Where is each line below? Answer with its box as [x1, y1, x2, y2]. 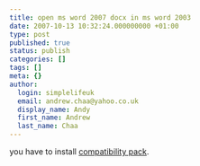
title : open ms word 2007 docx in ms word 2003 [9, 13, 192, 22]
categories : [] [9, 55, 67, 64]
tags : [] [9, 64, 42, 73]
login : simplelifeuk [17, 88, 95, 97]
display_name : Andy [17, 105, 91, 114]
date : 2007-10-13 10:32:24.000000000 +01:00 [9, 22, 179, 31]
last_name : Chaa [17, 122, 78, 131]
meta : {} [9, 72, 42, 81]
